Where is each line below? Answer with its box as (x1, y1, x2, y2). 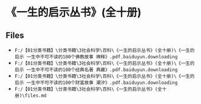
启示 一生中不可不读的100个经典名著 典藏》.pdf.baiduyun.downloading (14, 67, 178, 73)
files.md (24, 92, 47, 99)
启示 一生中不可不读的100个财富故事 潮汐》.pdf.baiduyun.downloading (14, 80, 178, 86)
